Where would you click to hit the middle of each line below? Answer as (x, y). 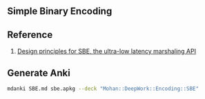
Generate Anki (39, 73)
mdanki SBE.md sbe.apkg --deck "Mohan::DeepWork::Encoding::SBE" (103, 89)
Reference (30, 35)
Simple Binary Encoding (60, 11)
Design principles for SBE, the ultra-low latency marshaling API (107, 52)
